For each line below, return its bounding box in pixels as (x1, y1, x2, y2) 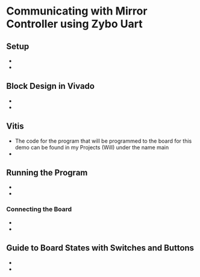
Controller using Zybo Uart (6, 17, 143, 31)
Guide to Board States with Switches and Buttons (6, 243, 195, 253)
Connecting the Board (6, 205, 72, 213)
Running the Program (6, 168, 88, 178)
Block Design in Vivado (6, 81, 95, 91)
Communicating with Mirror (6, 4, 148, 18)
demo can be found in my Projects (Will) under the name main (14, 143, 169, 151)
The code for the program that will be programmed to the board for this (14, 137, 192, 145)
